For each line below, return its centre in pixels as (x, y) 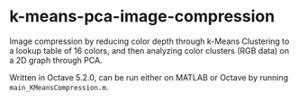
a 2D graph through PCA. (56, 60)
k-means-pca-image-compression (142, 17)
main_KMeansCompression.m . (59, 87)
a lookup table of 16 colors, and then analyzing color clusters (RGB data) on (149, 50)
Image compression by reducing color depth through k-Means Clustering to (149, 41)
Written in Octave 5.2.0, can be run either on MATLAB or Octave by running (149, 77)
